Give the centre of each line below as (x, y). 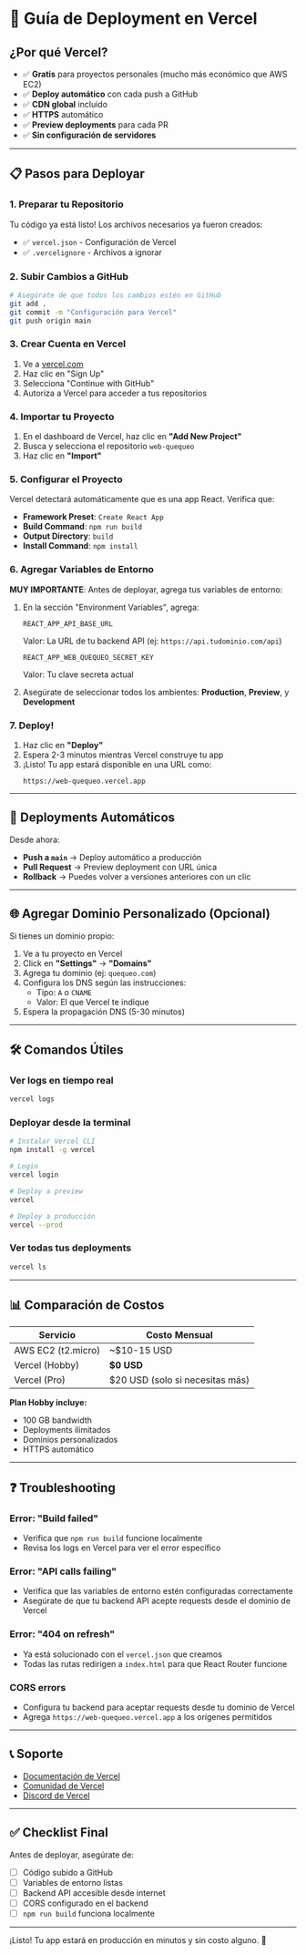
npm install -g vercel (52, 1150)
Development (49, 702)
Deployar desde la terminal (70, 1123)
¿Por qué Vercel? (59, 52)
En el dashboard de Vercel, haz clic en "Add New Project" (132, 437)
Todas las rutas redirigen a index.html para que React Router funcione (155, 1663)
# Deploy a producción (52, 1216)
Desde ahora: (35, 839)
